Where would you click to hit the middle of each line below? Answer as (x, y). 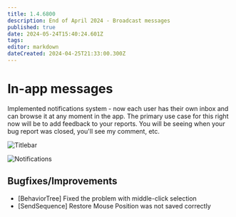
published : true (31, 27)
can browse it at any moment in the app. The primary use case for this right (118, 116)
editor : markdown (33, 47)
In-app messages (60, 89)
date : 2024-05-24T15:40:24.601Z (55, 34)
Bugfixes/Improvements (62, 181)
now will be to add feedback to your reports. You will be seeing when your (117, 123)
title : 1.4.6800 (31, 14)
